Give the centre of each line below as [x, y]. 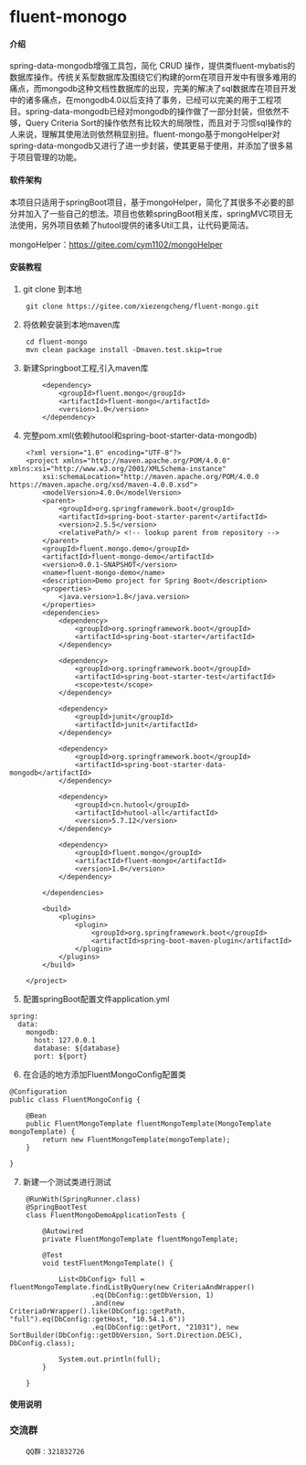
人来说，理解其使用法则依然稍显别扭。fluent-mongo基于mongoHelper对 [145, 134]
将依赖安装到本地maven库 [71, 324]
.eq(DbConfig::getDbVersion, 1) [153, 1295]
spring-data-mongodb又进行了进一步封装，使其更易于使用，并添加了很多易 [152, 146]
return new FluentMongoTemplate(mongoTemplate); [137, 1139]
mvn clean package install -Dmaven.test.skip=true [124, 349]
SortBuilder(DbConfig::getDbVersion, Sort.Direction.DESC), [127, 1335]
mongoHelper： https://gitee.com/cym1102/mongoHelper [116, 244]
